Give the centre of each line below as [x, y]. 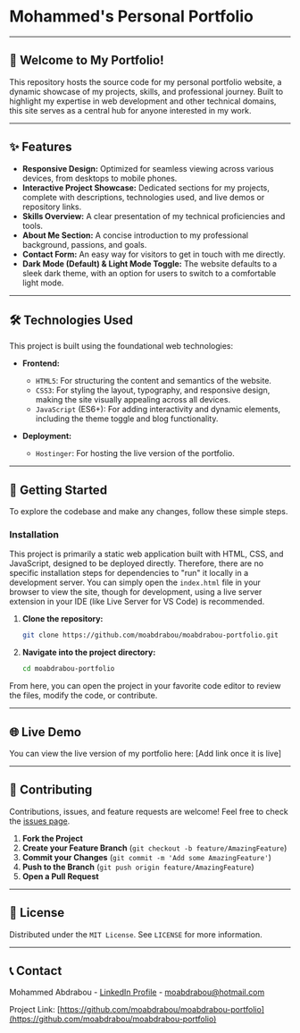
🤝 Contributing [51, 790]
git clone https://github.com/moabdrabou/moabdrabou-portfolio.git [150, 635]
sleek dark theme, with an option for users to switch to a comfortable [149, 273]
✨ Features [41, 147]
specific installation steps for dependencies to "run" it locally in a [129, 573]
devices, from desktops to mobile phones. [100, 178]
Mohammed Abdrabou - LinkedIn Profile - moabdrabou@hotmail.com [137, 992]
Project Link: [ [35, 1010]
